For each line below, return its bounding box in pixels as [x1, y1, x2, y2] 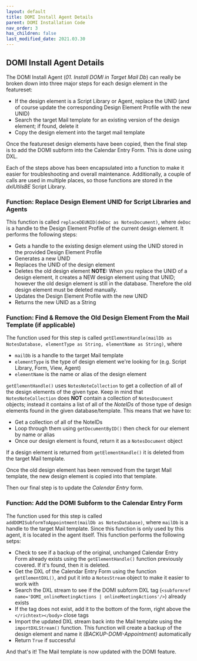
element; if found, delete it [14, 122, 79, 130]
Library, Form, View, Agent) [14, 364, 81, 371]
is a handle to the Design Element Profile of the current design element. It [6, 225, 184, 232]
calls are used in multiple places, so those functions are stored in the [6, 176, 173, 183]
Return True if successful [14, 636, 75, 643]
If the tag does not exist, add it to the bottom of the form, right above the [14, 605, 191, 612]
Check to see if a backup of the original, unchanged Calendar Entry [14, 549, 178, 556]
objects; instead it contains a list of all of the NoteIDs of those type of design [6, 401, 192, 408]
